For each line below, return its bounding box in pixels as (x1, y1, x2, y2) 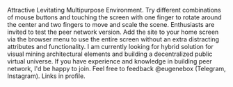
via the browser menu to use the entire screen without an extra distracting (7, 35, 220, 43)
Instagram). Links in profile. (7, 72, 86, 80)
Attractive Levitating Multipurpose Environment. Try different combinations (7, 6, 221, 14)
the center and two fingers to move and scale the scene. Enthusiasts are (7, 21, 215, 28)
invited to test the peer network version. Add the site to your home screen (7, 28, 219, 36)
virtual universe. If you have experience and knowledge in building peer (7, 57, 212, 65)
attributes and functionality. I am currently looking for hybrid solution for (7, 43, 214, 50)
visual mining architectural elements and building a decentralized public (7, 50, 213, 58)
